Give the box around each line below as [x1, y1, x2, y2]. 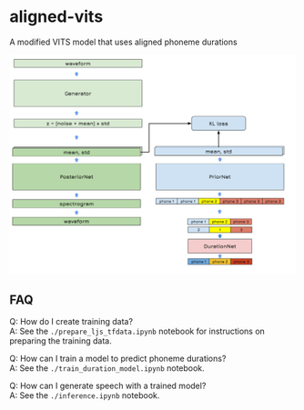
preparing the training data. [9, 335, 112, 346]
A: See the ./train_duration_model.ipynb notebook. [9, 363, 205, 374]
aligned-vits [9, 6, 104, 27]
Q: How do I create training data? [9, 316, 134, 327]
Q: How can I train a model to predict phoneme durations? [9, 353, 227, 365]
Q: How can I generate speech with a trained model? [9, 380, 207, 392]
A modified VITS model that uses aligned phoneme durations [9, 36, 238, 47]
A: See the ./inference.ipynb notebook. [9, 390, 160, 401]
